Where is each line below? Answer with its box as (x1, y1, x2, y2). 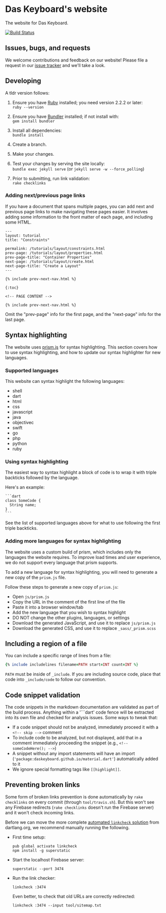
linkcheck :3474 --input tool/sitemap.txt (12, 903, 102, 908)
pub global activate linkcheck (12, 844, 77, 849)
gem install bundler (12, 119, 55, 123)
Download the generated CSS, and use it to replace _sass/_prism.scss (12, 625, 156, 631)
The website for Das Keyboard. (5, 20, 68, 26)
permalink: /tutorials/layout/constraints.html (5, 246, 106, 251)
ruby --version (12, 105, 44, 110)
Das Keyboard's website (5, 3, 108, 15)
